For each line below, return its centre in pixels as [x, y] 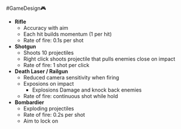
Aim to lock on [41, 121]
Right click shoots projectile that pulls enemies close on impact [99, 59]
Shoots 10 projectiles [49, 53]
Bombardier [29, 102]
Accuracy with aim [46, 28]
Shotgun [25, 46]
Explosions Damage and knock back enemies [87, 90]
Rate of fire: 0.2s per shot [54, 115]
